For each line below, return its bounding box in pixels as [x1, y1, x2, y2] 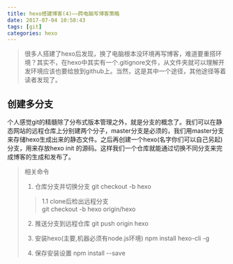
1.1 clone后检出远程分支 [41, 197, 109, 205]
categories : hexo [7, 29, 58, 37]
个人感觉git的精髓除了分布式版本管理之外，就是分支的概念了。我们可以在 [7, 118, 216, 126]
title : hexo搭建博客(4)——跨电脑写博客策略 [7, 10, 120, 17]
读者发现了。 [24, 76, 61, 84]
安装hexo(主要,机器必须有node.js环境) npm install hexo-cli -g [34, 234, 210, 242]
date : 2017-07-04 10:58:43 [7, 17, 86, 24]
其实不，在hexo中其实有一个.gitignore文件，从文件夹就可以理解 [36, 59, 219, 67]
